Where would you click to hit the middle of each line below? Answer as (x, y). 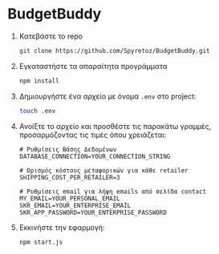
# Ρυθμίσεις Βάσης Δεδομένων (68, 149)
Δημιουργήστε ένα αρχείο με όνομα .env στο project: (107, 96)
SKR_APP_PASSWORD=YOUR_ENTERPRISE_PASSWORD (93, 212)
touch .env (37, 111)
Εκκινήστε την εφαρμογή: (62, 227)
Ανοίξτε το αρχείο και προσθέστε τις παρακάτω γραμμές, (115, 126)
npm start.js (41, 242)
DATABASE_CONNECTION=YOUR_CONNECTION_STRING (95, 156)
